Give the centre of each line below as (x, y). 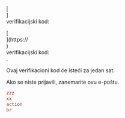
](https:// (17, 39)
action (14, 104)
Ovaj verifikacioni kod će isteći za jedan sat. (61, 70)
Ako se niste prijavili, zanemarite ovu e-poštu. (63, 82)
